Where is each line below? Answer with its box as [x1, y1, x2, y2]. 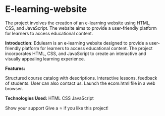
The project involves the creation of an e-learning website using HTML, [5, 20, 151, 26]
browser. [5, 85, 23, 91]
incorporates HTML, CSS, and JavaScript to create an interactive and [5, 51, 146, 57]
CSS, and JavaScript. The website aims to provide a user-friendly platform [5, 25, 157, 31]
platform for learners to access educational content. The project [22, 45, 153, 51]
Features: [5, 65, 26, 71]
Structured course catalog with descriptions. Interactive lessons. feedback [5, 75, 158, 81]
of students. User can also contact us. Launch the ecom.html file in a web [5, 80, 156, 86]
